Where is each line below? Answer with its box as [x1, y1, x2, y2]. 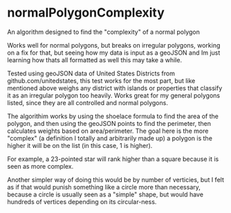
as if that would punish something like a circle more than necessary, [7, 183, 201, 191]
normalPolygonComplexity [7, 5, 165, 21]
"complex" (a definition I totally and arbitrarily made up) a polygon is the [7, 133, 213, 142]
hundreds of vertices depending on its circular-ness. [7, 197, 157, 205]
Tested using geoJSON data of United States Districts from [7, 69, 175, 77]
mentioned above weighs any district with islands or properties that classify [7, 84, 223, 92]
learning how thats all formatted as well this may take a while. [7, 55, 182, 64]
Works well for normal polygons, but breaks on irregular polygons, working [7, 41, 221, 49]
